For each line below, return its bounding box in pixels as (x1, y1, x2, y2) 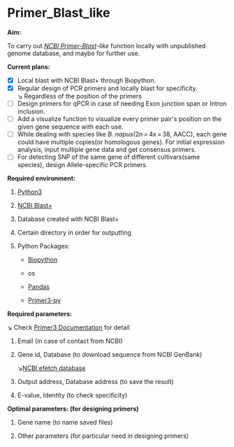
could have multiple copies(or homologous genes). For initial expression (17, 138, 225, 146)
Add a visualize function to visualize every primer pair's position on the (17, 115, 222, 123)
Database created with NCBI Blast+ (17, 215, 119, 223)
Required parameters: (7, 310, 72, 318)
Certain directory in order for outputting (17, 229, 131, 237)
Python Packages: (17, 242, 70, 250)
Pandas (27, 283, 50, 291)
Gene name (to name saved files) (17, 418, 113, 427)
